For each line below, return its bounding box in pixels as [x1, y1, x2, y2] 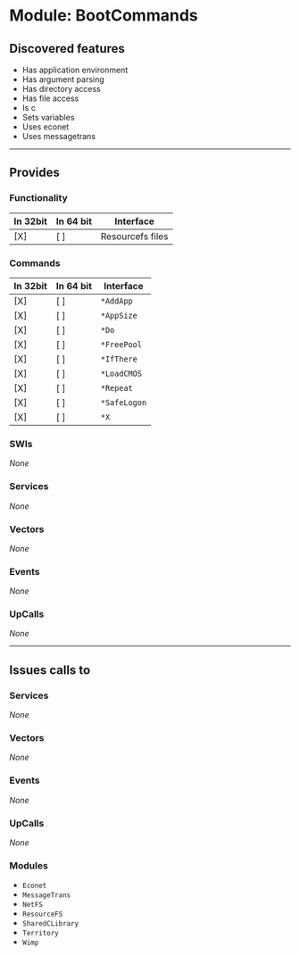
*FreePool [100, 339, 143, 349]
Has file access [21, 93, 79, 104]
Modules [9, 859, 49, 871]
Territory [21, 929, 60, 938]
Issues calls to [9, 662, 91, 678]
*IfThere [100, 353, 138, 364]
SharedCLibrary [21, 919, 79, 928]
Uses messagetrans [21, 131, 96, 141]
